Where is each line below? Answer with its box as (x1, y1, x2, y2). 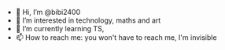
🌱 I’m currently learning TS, (15, 24, 105, 33)
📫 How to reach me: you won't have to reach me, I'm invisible (15, 33, 218, 42)
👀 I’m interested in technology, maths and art (15, 16, 161, 25)
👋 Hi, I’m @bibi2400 (15, 8, 81, 16)
